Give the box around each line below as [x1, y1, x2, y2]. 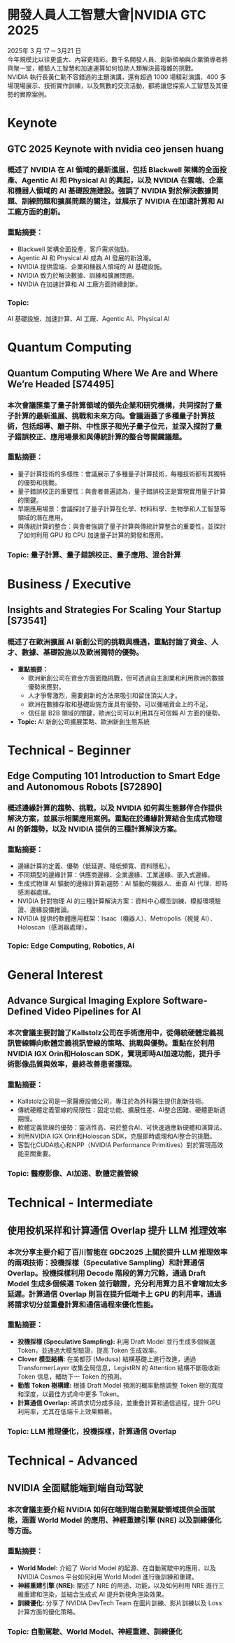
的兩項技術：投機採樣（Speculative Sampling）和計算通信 [7, 1258, 205, 1267]
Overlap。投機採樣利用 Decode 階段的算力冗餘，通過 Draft [7, 1268, 206, 1278]
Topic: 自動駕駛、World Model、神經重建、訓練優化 [7, 1626, 183, 1636]
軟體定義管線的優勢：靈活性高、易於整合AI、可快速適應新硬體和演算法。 [17, 1123, 226, 1132]
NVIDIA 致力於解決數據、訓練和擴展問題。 [17, 271, 138, 279]
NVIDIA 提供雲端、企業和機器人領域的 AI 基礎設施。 [17, 262, 166, 271]
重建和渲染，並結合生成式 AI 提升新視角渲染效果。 [23, 1590, 169, 1598]
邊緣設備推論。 [29, 906, 73, 914]
